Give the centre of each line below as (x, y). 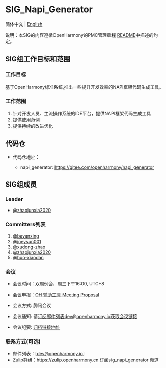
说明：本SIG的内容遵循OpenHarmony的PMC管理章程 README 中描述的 (79, 35)
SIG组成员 (21, 185)
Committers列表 (25, 224)
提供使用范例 (26, 120)
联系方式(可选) (23, 341)
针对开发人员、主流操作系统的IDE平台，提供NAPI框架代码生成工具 (82, 113)
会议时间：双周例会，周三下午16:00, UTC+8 (58, 284)
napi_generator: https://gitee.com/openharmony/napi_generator (87, 167)
